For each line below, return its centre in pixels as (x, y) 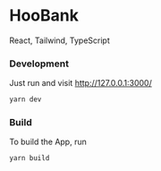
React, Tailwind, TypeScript (59, 40)
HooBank (44, 16)
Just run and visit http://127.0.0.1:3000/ (80, 83)
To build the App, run (48, 142)
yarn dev (25, 99)
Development (39, 64)
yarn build (30, 158)
